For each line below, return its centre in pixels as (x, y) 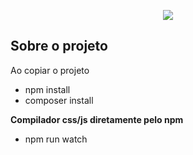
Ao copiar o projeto (50, 70)
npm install (47, 89)
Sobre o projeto (59, 46)
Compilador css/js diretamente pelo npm (97, 119)
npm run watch (56, 139)
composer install (59, 100)
